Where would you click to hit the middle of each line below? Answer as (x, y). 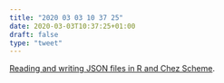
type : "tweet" (36, 43)
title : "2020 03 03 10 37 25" (67, 18)
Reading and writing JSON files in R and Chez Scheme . (112, 69)
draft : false (34, 34)
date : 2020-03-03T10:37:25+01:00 (73, 26)
